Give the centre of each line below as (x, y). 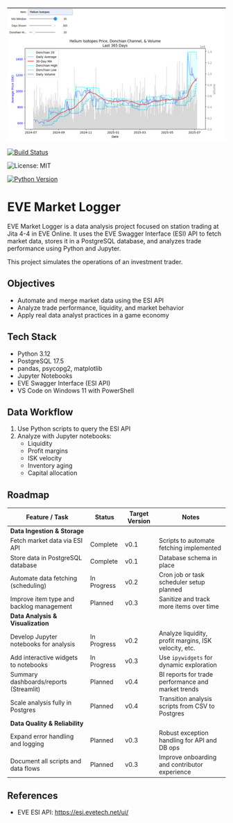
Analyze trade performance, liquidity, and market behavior (101, 307)
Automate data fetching (44, 578)
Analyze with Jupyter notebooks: (64, 436)
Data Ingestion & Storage (47, 531)
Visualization (29, 623)
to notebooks (29, 665)
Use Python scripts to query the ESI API (74, 429)
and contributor (181, 765)
